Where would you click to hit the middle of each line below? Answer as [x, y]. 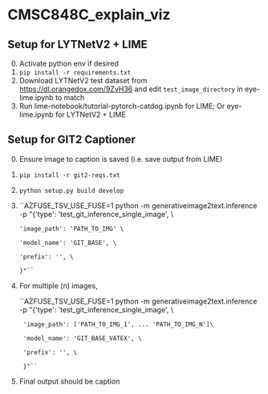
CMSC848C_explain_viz [89, 15]
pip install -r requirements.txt [75, 73]
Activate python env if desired [69, 63]
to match [70, 97]
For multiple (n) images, [58, 285]
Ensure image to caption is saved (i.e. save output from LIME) [121, 159]
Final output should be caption [69, 381]
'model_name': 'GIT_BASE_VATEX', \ [82, 338]
